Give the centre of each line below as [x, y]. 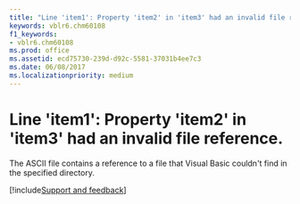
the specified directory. [52, 172]
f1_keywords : [33, 34]
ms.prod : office [39, 51]
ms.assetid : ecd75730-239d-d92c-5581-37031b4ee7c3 [105, 59]
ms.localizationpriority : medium [71, 76]
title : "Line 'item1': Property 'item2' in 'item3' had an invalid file [147, 17]
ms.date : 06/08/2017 [48, 68]
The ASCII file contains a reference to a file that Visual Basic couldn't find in [148, 163]
